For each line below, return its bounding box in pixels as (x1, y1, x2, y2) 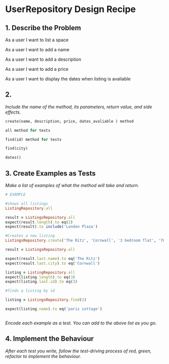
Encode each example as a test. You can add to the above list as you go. (5, 320, 157, 326)
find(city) (5, 146, 28, 151)
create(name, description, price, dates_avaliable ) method (5, 119, 134, 124)
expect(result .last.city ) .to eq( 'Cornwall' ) (5, 260, 100, 266)
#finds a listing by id (5, 288, 55, 294)
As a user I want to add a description (5, 56, 81, 62)
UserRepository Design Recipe (5, 4, 136, 15)
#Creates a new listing (5, 233, 55, 238)
